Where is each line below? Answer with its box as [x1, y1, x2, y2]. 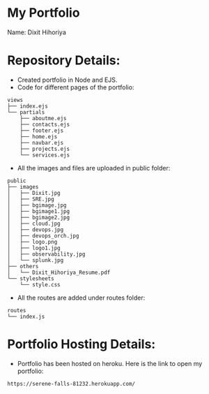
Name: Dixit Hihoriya [7, 28, 66, 36]
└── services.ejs [20, 152, 70, 159]
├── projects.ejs [20, 145, 70, 152]
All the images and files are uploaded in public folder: [17, 163, 171, 172]
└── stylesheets [7, 275, 54, 282]
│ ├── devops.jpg [7, 226, 64, 233]
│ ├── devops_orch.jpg [7, 232, 79, 239]
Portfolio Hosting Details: [7, 337, 156, 352]
